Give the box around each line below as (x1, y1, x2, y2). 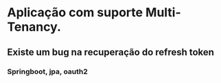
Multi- (145, 5, 182, 20)
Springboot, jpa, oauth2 (7, 67, 88, 76)
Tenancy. (7, 19, 62, 35)
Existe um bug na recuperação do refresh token (7, 46, 215, 58)
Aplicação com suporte (7, 5, 143, 20)
